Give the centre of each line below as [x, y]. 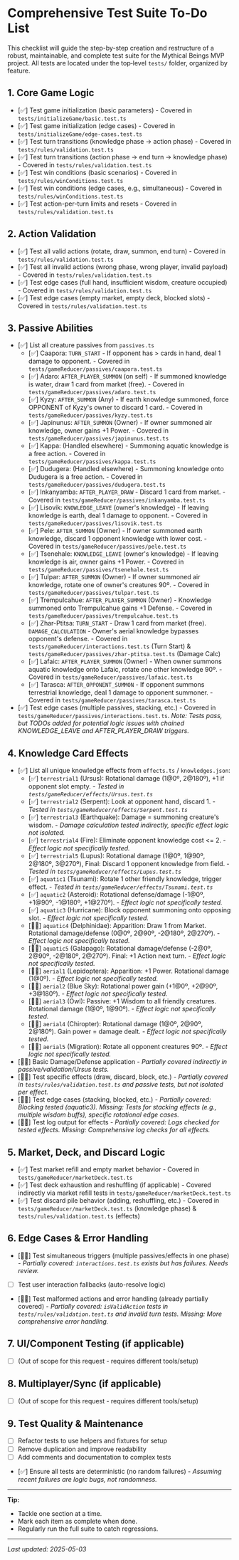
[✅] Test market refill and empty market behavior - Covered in [108, 1169]
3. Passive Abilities [51, 328]
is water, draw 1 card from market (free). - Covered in [106, 384]
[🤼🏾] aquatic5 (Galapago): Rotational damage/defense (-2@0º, [120, 949]
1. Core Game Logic [51, 93]
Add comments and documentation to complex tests [94, 1457]
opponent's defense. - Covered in [78, 639]
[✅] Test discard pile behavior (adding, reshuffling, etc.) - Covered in [118, 1200]
